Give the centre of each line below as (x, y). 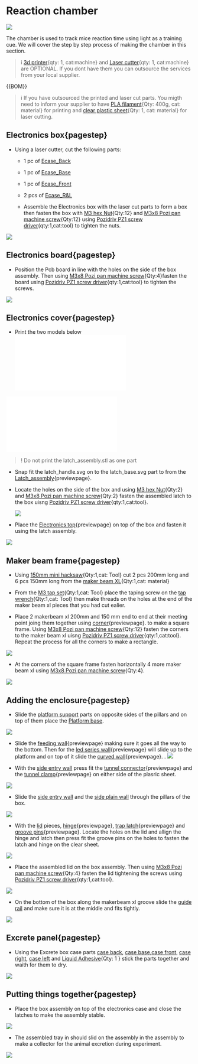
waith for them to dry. (41, 965)
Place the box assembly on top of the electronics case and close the (98, 1008)
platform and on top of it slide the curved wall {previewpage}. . (90, 756)
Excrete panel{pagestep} (53, 938)
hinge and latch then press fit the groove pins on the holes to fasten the (102, 838)
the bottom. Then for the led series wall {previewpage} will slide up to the (103, 749)
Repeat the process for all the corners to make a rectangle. (86, 642)
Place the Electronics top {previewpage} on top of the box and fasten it (100, 525)
